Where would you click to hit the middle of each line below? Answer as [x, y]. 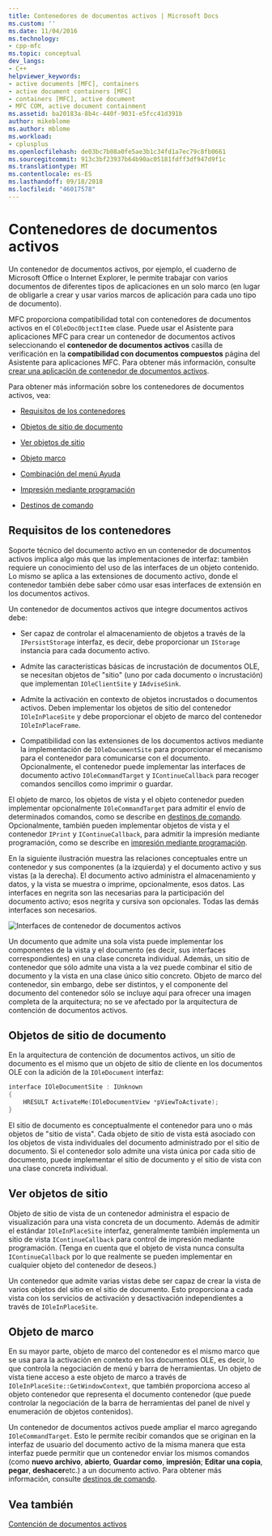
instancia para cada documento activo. [85, 650]
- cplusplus [28, 144]
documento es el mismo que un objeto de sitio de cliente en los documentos [136, 1063]
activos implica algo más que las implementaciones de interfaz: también [128, 558]
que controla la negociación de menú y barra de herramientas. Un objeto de [135, 1369]
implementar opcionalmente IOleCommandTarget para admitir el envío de [127, 808]
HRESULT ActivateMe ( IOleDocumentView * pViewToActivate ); [121, 1102]
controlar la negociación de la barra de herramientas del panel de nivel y [130, 1403]
